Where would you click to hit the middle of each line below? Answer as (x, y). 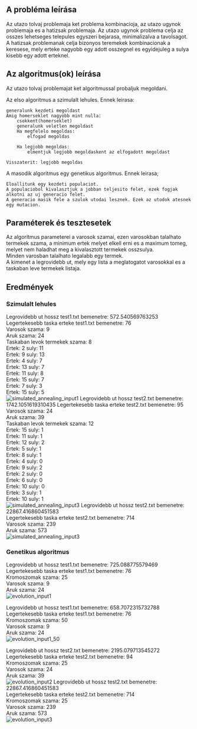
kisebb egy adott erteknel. (38, 55)
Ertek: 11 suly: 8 (25, 373)
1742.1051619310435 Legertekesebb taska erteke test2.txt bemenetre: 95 (95, 405)
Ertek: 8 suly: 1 (24, 455)
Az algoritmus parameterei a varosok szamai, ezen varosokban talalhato (94, 237)
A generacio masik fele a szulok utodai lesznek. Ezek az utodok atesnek (99, 200)
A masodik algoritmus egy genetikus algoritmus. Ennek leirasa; (83, 173)
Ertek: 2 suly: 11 (25, 348)
